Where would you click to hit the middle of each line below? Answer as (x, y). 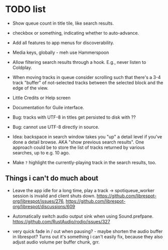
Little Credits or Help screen (42, 98)
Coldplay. (22, 67)
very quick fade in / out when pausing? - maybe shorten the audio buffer (88, 231)
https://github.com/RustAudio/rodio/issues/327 (61, 221)
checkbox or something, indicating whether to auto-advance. (76, 33)
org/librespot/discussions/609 (44, 206)
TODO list (26, 9)
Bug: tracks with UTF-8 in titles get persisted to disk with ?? (74, 117)
